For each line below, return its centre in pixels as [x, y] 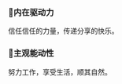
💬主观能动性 [31, 53]
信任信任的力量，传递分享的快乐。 [63, 31]
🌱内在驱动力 [31, 12]
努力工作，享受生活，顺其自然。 [60, 71]
